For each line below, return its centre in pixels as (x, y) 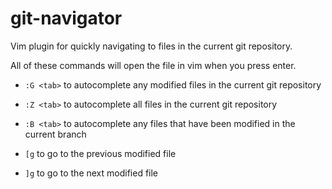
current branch (55, 134)
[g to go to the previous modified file (100, 153)
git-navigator (66, 18)
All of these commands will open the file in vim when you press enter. (153, 65)
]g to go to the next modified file (91, 173)
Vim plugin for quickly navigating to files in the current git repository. (151, 46)
